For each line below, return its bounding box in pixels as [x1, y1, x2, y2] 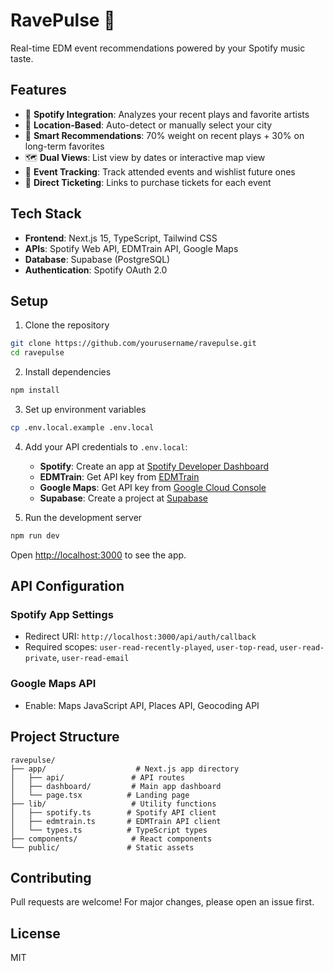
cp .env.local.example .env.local [10, 423, 155, 433]
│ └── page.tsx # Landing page [10, 790, 190, 800]
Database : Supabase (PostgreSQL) [24, 253, 171, 265]
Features [10, 82, 67, 99]
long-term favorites [24, 140, 105, 152]
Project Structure [10, 729, 120, 746]
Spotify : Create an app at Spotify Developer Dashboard [39, 460, 270, 472]
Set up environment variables [24, 404, 147, 415]
